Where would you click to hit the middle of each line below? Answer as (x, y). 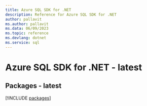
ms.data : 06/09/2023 (27, 29)
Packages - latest (33, 86)
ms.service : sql (22, 43)
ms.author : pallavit (27, 24)
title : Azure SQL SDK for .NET (38, 10)
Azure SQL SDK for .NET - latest (74, 67)
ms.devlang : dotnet (26, 38)
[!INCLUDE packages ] (28, 98)
